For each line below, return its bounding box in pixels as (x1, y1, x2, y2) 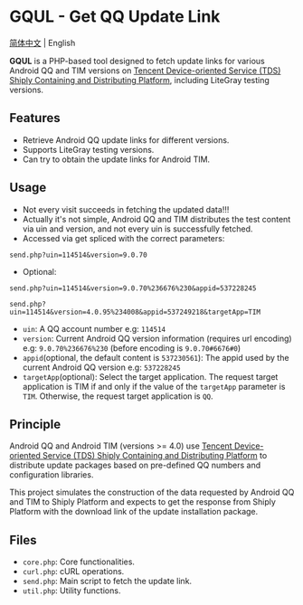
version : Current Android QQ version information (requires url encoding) (22, 333, 292, 344)
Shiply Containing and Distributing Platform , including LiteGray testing (9, 74, 270, 85)
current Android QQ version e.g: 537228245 (22, 362, 181, 373)
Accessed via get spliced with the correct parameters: (22, 232, 225, 243)
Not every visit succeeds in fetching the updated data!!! (22, 203, 230, 214)
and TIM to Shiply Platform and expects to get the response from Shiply (9, 496, 276, 507)
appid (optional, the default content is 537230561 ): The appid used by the (22, 352, 289, 363)
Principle (9, 416, 62, 431)
